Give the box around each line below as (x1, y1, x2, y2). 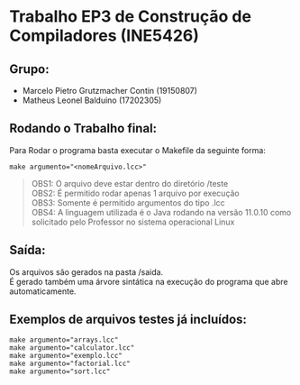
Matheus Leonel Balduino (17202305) (22, 95, 162, 105)
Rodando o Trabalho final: (9, 121, 158, 136)
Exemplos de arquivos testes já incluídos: (9, 312, 248, 327)
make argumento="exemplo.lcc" (9, 352, 123, 361)
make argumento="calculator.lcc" (9, 344, 135, 353)
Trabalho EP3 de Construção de (9, 6, 252, 27)
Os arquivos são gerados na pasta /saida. (9, 266, 164, 277)
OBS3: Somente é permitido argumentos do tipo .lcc (31, 197, 225, 208)
